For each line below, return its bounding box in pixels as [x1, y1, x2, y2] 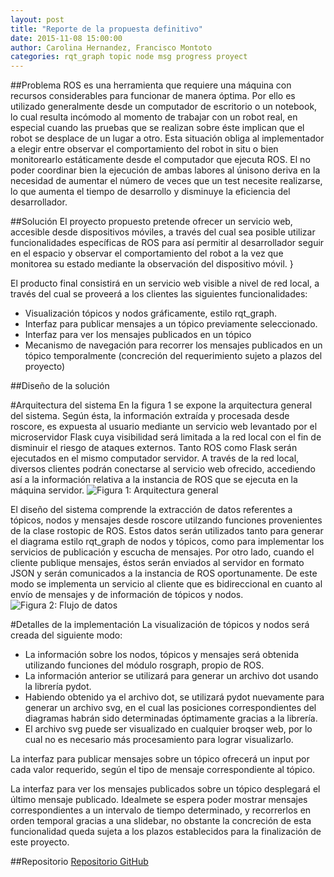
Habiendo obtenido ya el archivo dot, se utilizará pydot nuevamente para [24, 691, 325, 703]
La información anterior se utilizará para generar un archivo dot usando [24, 670, 319, 682]
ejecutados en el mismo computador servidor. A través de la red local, [10, 452, 300, 465]
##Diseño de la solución [10, 380, 110, 392]
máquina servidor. [10, 484, 85, 496]
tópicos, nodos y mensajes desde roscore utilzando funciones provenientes [10, 514, 323, 526]
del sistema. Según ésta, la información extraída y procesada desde [10, 410, 290, 422]
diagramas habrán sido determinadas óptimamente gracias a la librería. [24, 712, 318, 725]
